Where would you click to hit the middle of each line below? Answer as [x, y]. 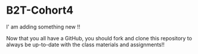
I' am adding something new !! [43, 27]
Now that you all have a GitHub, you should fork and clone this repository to [99, 38]
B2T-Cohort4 [40, 10]
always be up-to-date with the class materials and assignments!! [86, 45]
